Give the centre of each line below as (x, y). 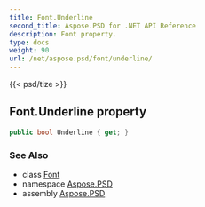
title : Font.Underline (51, 17)
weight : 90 (29, 51)
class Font (41, 174)
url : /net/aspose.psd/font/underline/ (81, 59)
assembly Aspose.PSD (63, 193)
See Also (29, 155)
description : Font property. (63, 34)
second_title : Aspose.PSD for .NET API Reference (103, 26)
